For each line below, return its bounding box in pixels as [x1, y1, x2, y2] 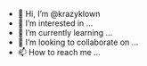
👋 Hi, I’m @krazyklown [17, 9, 101, 19]
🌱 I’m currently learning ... [17, 28, 113, 37]
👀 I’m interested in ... [17, 18, 94, 29]
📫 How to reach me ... [17, 47, 101, 57]
